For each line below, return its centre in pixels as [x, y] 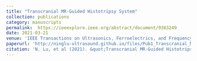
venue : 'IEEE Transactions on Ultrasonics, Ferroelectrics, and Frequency [99, 38]
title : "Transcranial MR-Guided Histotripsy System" [72, 11]
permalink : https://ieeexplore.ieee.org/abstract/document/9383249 [91, 28]
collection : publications [38, 17]
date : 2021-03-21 [27, 33]
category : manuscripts [34, 22]
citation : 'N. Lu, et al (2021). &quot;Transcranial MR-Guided [85, 49]
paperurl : [18, 44]
